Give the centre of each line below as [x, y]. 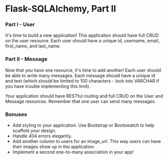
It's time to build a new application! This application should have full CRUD [82, 35]
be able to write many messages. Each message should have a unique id [80, 75]
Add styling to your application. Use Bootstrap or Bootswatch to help [83, 125]
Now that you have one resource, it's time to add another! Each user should [83, 70]
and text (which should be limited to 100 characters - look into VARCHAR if [82, 81]
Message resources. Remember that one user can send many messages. [81, 101]
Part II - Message [26, 59]
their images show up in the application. [54, 147]
